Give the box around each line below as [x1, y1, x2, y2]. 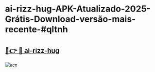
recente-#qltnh [5, 24, 68, 35]
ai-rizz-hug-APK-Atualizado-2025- [5, 3, 151, 14]
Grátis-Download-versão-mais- [5, 14, 136, 25]
